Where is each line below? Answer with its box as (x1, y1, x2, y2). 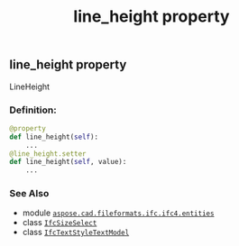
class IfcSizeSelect (22, 217, 97, 228)
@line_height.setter (9, 149, 87, 159)
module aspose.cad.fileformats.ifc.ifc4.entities (22, 207, 215, 218)
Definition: (9, 104, 57, 116)
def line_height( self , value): (9, 158, 127, 167)
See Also (9, 187, 50, 200)
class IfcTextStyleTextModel (22, 227, 130, 238)
